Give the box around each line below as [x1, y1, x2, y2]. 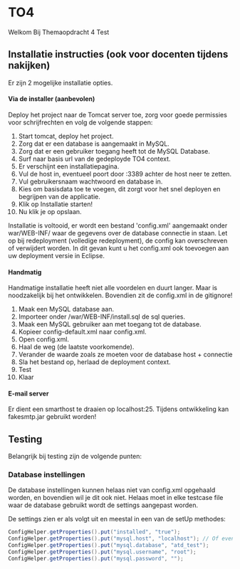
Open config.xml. [18, 335, 70, 344]
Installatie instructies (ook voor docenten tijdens [8, 48, 229, 60]
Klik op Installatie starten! [18, 200, 93, 208]
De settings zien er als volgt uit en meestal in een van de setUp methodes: [8, 515, 226, 523]
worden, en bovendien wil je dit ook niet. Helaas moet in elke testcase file [8, 494, 224, 502]
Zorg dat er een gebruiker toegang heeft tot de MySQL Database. [18, 147, 211, 155]
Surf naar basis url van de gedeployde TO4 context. [18, 154, 171, 163]
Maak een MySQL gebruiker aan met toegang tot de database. [18, 320, 202, 329]
